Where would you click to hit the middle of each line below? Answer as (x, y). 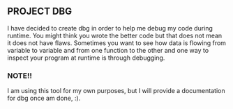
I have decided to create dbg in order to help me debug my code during (110, 28)
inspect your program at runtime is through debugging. (86, 58)
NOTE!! (20, 76)
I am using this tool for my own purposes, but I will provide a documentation (116, 91)
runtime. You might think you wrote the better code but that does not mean (115, 35)
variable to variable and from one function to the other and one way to (108, 50)
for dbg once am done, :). (44, 98)
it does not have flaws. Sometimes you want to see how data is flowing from (117, 43)
